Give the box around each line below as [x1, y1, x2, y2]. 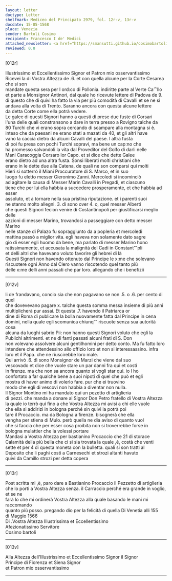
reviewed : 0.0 [5, 46, 36, 51]
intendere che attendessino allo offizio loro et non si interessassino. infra [5, 346, 159, 352]
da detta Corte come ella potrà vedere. [5, 108, 87, 114]
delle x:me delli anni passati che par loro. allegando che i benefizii [5, 266, 144, 273]
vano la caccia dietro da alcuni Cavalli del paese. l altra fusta [5, 135, 133, 141]
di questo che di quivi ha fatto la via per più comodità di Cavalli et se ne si [5, 97, 160, 103]
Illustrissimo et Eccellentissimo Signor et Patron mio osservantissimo [5, 70, 150, 76]
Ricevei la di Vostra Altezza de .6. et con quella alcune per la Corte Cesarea [5, 75, 164, 81]
